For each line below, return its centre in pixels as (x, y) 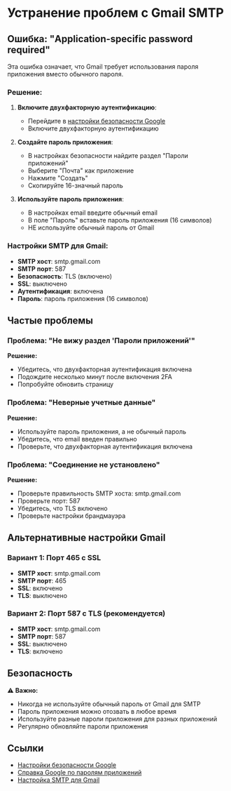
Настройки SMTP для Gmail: (58, 246)
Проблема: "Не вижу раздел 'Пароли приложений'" (101, 340)
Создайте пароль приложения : (65, 142)
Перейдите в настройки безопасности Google (97, 121)
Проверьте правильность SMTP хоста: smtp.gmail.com (99, 493)
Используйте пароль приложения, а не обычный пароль (102, 431)
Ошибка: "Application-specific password (100, 39)
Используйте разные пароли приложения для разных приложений (117, 719)
